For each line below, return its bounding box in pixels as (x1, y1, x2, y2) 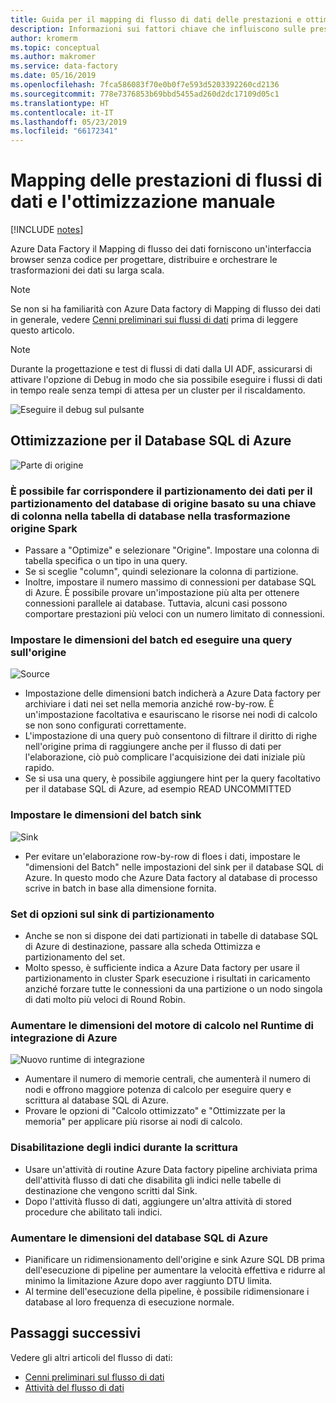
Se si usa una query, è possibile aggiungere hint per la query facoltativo (24, 772, 321, 785)
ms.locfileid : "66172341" (10, 126, 118, 136)
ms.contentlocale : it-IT (10, 107, 114, 118)
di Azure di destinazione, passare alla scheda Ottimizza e (24, 941, 261, 953)
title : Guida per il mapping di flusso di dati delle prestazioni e (10, 14, 302, 25)
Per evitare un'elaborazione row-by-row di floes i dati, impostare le (24, 850, 301, 862)
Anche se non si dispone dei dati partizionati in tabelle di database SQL (24, 930, 319, 942)
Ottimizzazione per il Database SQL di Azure (10, 432, 292, 450)
